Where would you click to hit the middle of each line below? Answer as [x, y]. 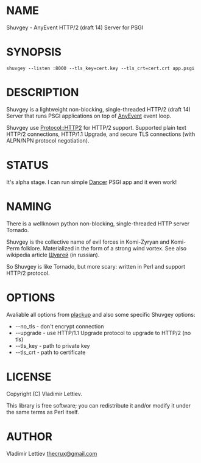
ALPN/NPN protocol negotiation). [48, 140]
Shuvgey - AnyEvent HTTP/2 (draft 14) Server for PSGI [75, 27]
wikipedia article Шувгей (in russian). [53, 255]
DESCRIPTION [43, 93]
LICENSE [29, 377]
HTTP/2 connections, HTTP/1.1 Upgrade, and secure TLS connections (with [101, 134]
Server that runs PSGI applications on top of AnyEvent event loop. [89, 116]
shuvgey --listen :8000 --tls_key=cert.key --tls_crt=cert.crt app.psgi [100, 68]
